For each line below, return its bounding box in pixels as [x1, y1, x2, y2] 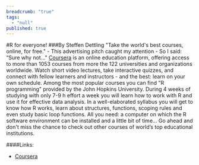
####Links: [6, 141, 34, 148]
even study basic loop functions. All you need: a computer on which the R [6, 111, 187, 118]
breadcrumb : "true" [6, 8, 55, 15]
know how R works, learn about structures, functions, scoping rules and [6, 104, 182, 112]
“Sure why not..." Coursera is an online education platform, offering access [6, 54, 189, 61]
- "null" [11, 20, 33, 26]
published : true [6, 25, 46, 31]
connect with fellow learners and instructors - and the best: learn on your [6, 73, 185, 80]
